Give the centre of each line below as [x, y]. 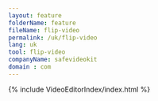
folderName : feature [42, 23]
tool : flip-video [37, 52]
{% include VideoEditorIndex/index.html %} [79, 89]
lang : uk [23, 45]
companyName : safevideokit [53, 60]
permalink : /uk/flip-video [53, 37]
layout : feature [35, 15]
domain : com [30, 67]
